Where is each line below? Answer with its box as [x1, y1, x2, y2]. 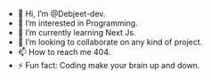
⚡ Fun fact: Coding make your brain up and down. [17, 60, 200, 70]
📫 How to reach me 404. [17, 47, 111, 57]
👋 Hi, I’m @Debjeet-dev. [17, 9, 106, 19]
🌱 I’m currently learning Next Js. [17, 28, 136, 37]
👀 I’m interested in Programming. [17, 18, 138, 28]
